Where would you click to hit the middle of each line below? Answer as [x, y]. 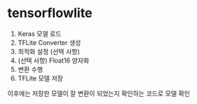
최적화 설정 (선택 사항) [49, 51]
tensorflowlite [50, 13]
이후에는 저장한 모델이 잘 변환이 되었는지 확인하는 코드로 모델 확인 [99, 93]
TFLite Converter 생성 [49, 42]
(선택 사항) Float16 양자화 [53, 60]
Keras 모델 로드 [40, 33]
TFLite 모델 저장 [40, 78]
